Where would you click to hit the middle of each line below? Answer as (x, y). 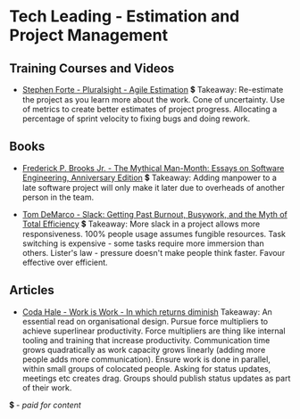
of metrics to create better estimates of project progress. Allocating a (150, 109)
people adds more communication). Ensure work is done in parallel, (146, 359)
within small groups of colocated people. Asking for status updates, (146, 368)
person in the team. (58, 197)
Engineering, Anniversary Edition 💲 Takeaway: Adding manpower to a (149, 177)
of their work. (47, 387)
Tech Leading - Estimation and (125, 16)
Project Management (88, 35)
